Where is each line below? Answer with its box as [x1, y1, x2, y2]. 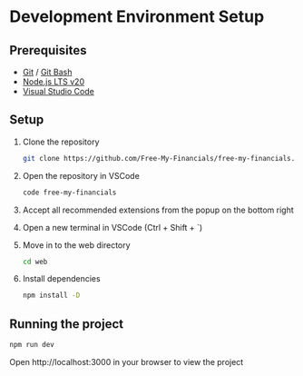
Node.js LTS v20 [22, 76, 84, 87]
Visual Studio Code [22, 86, 95, 96]
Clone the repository [22, 136, 100, 147]
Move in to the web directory [22, 239, 131, 251]
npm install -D [22, 291, 81, 301]
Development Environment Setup [9, 6, 265, 27]
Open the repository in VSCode [22, 170, 141, 181]
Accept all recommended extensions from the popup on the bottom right [22, 204, 294, 215]
